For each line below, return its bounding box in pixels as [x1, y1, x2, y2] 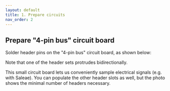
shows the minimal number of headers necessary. [5, 80, 111, 86]
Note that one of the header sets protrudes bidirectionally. [5, 59, 128, 65]
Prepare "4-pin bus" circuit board [5, 36, 115, 44]
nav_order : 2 [5, 17, 33, 22]
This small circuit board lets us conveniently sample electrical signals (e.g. [5, 70, 162, 76]
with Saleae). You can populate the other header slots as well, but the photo [5, 75, 165, 81]
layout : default [5, 7, 40, 13]
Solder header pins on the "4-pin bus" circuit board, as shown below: [5, 50, 152, 56]
